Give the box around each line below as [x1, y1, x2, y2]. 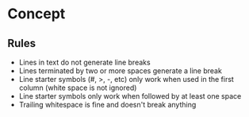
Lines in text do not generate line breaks [18, 57, 151, 67]
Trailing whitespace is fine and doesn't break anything [18, 100, 197, 109]
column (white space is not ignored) [18, 83, 137, 92]
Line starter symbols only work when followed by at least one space [18, 92, 242, 100]
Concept [7, 5, 66, 23]
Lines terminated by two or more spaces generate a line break [18, 66, 223, 76]
